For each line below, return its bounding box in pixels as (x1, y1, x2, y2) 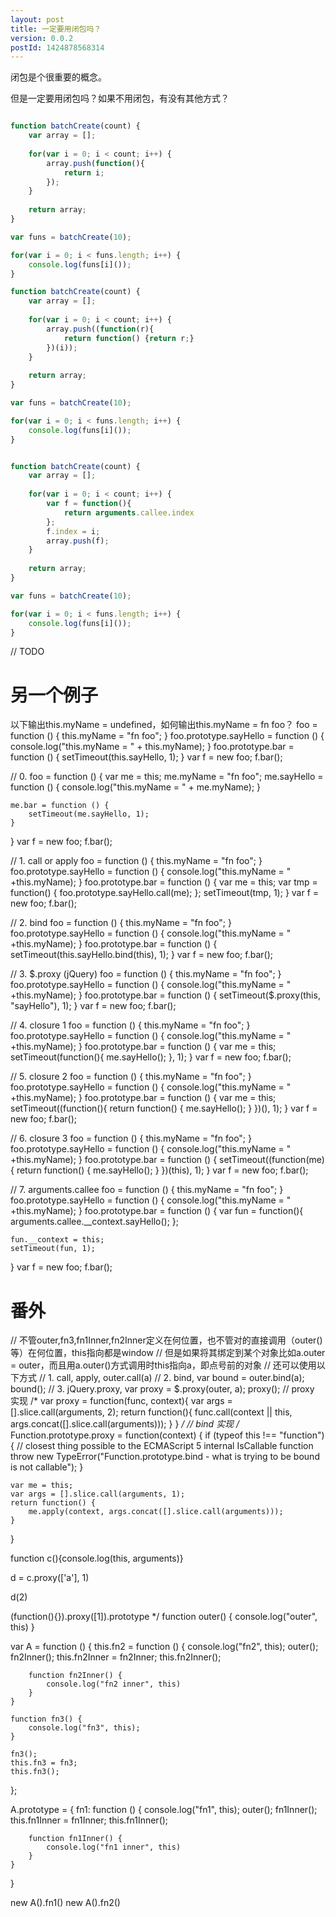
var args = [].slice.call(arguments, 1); (10, 1489, 186, 1500)
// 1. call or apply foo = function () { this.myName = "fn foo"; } (10, 855, 263, 867)
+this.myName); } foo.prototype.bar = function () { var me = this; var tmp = (10, 876, 318, 888)
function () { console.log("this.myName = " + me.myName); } (10, 781, 262, 793)
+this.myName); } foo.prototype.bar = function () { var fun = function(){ (10, 1205, 304, 1217)
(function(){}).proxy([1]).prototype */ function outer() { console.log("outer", (10, 1611, 318, 1623)
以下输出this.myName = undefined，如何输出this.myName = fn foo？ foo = (10, 719, 318, 731)
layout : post (10, 14, 65, 25)
